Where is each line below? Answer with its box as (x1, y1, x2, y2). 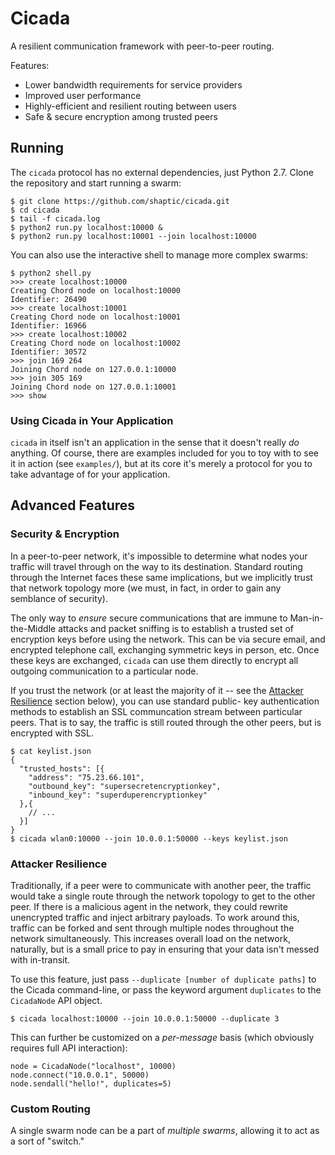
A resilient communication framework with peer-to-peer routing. (10, 40, 275, 52)
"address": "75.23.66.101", (28, 772, 145, 782)
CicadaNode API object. (10, 995, 103, 1007)
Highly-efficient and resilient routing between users (24, 100, 237, 112)
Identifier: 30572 (10, 347, 87, 357)
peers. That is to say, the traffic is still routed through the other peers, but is (10, 716, 322, 728)
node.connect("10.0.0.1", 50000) (10, 1070, 150, 1081)
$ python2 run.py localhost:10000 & (10, 222, 163, 232)
